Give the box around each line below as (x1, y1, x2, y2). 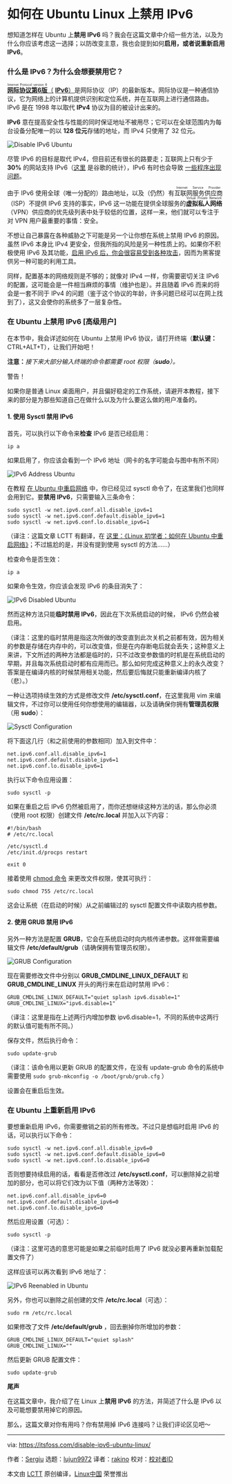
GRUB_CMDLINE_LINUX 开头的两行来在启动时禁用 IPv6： (7, 980, 171, 988)
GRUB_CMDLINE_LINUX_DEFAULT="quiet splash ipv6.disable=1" (7, 993, 181, 1000)
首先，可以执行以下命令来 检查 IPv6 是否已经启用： (7, 429, 151, 437)
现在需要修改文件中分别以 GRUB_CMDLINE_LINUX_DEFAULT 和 (7, 971, 188, 980)
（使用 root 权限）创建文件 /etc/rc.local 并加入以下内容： (7, 811, 171, 819)
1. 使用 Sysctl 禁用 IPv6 (7, 412, 74, 421)
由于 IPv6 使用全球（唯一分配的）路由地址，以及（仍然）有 (7, 189, 175, 197)
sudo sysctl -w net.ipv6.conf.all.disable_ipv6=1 (7, 506, 153, 513)
